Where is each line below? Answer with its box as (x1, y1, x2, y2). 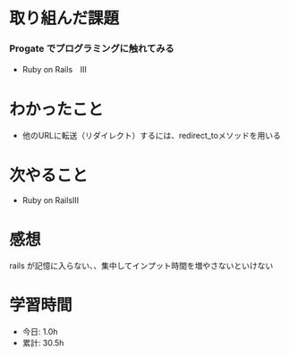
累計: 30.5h (21, 337, 64, 349)
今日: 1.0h (21, 326, 58, 337)
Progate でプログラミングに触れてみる (9, 42, 174, 55)
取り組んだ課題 (9, 8, 120, 29)
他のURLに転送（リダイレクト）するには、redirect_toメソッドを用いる (21, 131, 282, 141)
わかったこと (9, 99, 105, 119)
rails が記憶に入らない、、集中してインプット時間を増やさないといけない (9, 260, 274, 271)
